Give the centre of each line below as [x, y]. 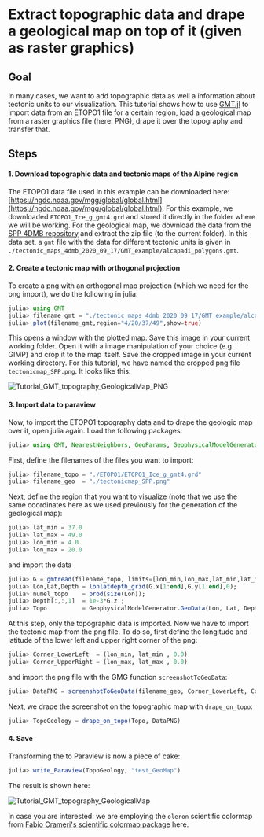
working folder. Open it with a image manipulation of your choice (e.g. [121, 346]
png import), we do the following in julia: [73, 293]
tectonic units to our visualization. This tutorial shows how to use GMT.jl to [128, 104]
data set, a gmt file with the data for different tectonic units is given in [119, 242]
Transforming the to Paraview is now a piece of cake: [94, 756]
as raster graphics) [71, 48]
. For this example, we [198, 208]
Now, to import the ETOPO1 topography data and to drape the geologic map [130, 422]
